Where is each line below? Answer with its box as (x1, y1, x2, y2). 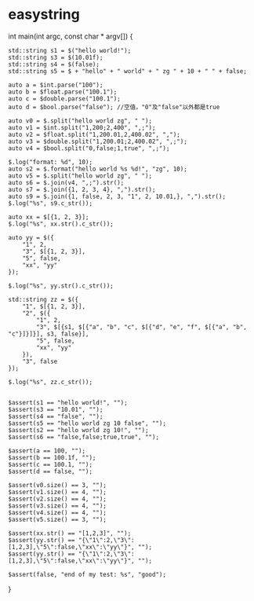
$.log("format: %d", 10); (8, 158, 93, 166)
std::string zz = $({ (8, 295, 79, 303)
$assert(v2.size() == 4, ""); (8, 495, 107, 503)
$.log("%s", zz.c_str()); (8, 378, 93, 386)
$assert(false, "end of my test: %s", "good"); (8, 570, 167, 578)
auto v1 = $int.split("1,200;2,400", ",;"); (8, 123, 156, 131)
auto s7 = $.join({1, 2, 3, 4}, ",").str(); (8, 185, 156, 193)
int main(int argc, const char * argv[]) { (8, 31, 133, 41)
